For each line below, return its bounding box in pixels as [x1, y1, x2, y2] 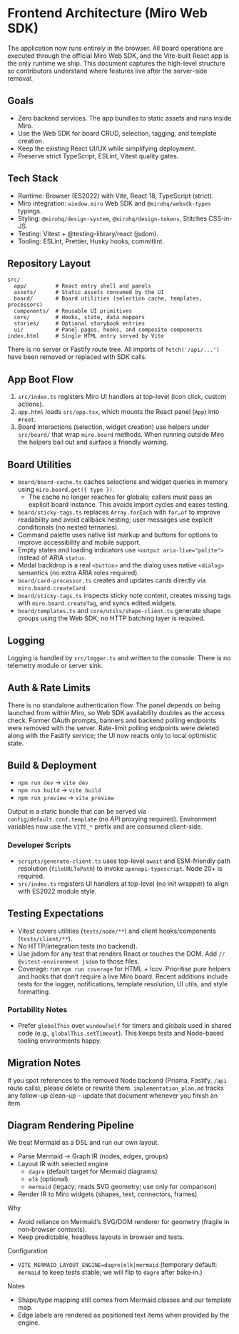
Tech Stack [7, 173, 59, 185]
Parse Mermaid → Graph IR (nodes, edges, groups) [17, 1152, 169, 1161]
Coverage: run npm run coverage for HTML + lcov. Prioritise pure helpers [17, 964, 230, 973]
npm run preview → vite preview [17, 794, 114, 802]
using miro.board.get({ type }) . [17, 485, 115, 493]
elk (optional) [28, 1175, 68, 1183]
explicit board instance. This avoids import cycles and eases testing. [28, 500, 230, 508]
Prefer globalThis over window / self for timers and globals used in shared [17, 1021, 232, 1029]
